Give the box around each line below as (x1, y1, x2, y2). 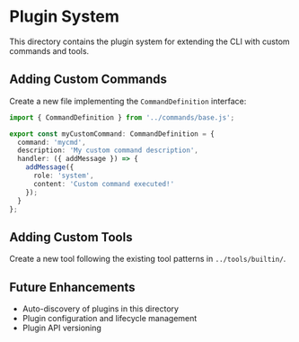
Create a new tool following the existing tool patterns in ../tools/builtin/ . (9, 254, 286, 265)
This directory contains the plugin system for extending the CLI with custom (9, 36, 290, 47)
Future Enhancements (9, 279, 136, 294)
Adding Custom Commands (9, 72, 168, 87)
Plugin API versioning (22, 322, 101, 333)
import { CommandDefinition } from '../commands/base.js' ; (9, 112, 235, 122)
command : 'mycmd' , (17, 138, 87, 147)
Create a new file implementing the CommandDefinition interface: (9, 95, 247, 106)
